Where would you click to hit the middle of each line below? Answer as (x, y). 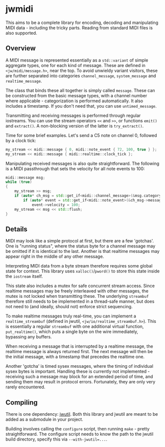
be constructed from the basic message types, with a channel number (76, 95)
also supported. (21, 33)
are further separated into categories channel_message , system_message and (81, 76)
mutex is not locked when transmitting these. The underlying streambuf (77, 296)
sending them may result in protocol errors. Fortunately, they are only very (81, 382)
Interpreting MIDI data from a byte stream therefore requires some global (79, 266)
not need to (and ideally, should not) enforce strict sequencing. (69, 307)
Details (16, 229)
